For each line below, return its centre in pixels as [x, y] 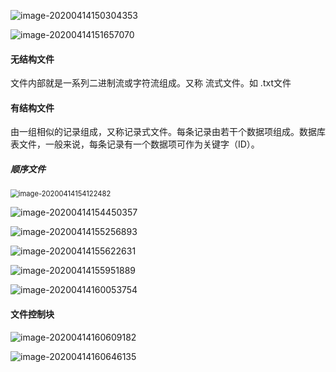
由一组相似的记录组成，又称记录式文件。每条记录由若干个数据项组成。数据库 [168, 132]
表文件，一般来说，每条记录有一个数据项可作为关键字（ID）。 [135, 144]
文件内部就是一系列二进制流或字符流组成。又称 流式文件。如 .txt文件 [151, 83]
